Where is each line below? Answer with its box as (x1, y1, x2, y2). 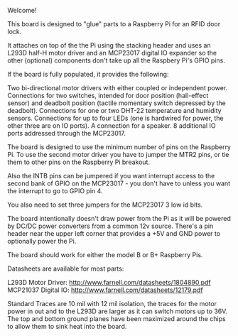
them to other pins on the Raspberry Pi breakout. (7, 158, 151, 166)
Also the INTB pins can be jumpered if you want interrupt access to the (7, 172, 215, 180)
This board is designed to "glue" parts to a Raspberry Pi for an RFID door (7, 20, 221, 28)
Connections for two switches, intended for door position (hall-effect (7, 92, 209, 99)
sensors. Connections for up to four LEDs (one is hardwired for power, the (7, 114, 224, 122)
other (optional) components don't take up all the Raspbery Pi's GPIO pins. (7, 56, 225, 65)
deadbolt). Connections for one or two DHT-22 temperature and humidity (7, 107, 222, 114)
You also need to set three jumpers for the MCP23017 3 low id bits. (7, 200, 203, 209)
